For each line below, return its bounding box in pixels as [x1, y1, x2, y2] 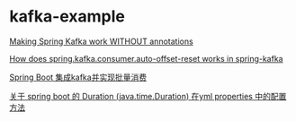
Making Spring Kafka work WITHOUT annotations [9, 36, 193, 47]
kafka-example [9, 6, 126, 27]
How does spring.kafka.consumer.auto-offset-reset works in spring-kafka [9, 53, 283, 64]
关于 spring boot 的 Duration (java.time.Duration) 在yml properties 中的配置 [9, 91, 287, 101]
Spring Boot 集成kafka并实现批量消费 [9, 72, 147, 82]
